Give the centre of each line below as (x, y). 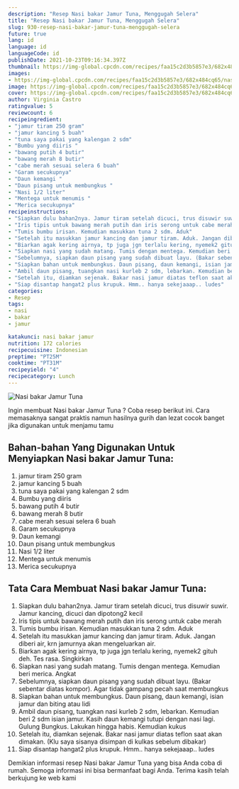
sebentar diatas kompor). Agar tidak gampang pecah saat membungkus (123, 688)
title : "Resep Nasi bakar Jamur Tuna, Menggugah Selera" (94, 21)
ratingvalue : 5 (30, 106)
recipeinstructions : (39, 212)
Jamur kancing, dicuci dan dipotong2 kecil (80, 613)
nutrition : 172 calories (45, 343)
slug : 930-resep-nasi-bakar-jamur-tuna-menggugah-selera (94, 27)
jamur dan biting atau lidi (54, 704)
